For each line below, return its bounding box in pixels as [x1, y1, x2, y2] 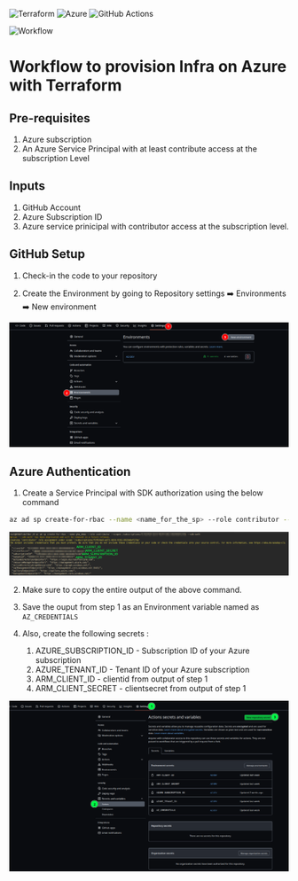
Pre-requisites [9, 111, 90, 126]
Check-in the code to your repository [21, 270, 158, 281]
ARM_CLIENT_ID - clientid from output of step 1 [35, 674, 208, 684]
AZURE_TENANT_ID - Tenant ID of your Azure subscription [35, 665, 250, 675]
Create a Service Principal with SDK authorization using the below [21, 487, 263, 498]
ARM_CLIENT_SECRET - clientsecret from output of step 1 [35, 683, 247, 694]
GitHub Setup [9, 246, 86, 261]
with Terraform [9, 75, 122, 96]
